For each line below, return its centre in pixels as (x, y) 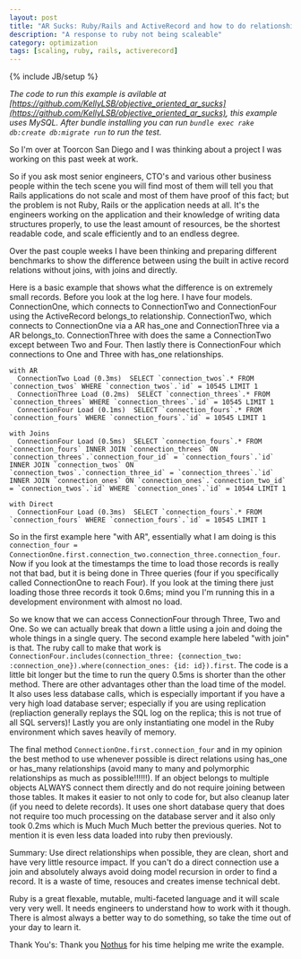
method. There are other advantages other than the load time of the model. (148, 684)
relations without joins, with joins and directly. (93, 270)
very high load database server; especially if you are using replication (138, 704)
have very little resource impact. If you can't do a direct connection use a (144, 862)
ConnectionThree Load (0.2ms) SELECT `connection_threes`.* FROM (144, 395)
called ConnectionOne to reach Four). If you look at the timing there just (142, 583)
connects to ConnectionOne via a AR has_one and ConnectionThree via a (145, 326)
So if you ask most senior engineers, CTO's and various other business (140, 177)
